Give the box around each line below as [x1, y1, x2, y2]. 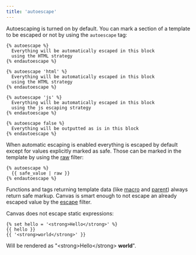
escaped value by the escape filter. [6, 198, 92, 205]
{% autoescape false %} [6, 120, 65, 126]
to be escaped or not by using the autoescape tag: [6, 31, 127, 38]
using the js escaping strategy [11, 105, 92, 111]
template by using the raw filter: [6, 153, 84, 160]
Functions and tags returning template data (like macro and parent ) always [6, 186, 188, 193]
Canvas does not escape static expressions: [6, 209, 114, 217]
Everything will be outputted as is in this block [11, 125, 139, 131]
